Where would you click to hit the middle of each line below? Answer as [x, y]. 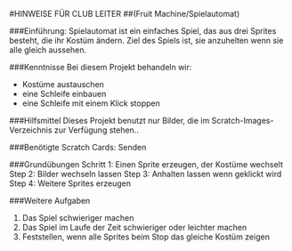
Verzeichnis [31, 130]
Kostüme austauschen [63, 84]
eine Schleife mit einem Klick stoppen [91, 103]
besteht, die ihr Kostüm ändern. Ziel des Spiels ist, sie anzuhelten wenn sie [146, 40]
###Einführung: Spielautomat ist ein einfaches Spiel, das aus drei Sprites [143, 31]
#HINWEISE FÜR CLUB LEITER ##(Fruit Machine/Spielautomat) [125, 14]
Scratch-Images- [243, 121]
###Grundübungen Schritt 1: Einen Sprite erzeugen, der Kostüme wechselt [146, 164]
